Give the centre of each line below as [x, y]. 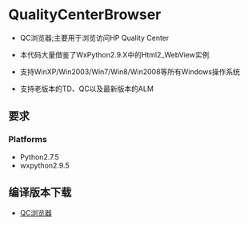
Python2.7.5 [40, 156]
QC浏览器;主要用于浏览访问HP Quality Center [94, 37]
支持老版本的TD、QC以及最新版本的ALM [87, 89]
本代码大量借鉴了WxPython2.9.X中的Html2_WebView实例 [114, 54]
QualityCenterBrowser [85, 15]
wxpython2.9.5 [44, 165]
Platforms [28, 140]
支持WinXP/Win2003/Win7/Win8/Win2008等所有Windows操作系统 [130, 71]
